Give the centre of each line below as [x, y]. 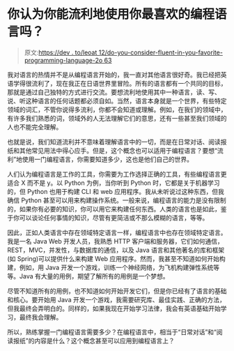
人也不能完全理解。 [35, 127]
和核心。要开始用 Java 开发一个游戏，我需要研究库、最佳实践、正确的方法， [117, 299]
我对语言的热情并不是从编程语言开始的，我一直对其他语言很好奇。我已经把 [114, 75]
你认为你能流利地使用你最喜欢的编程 [111, 14]
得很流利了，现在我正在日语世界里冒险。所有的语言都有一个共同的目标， [123, 83]
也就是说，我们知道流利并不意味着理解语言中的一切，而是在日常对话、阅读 [114, 142]
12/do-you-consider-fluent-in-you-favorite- [161, 52]
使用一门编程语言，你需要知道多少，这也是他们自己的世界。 [108, 159]
